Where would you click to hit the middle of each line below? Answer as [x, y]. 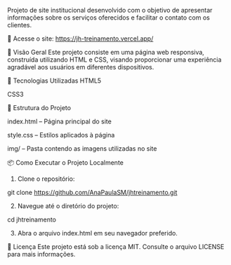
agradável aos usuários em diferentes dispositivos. [81, 67]
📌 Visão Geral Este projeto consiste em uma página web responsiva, [106, 52]
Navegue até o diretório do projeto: [68, 206]
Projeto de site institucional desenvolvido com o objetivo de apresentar [110, 10]
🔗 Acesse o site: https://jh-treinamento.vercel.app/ [80, 39]
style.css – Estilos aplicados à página [61, 135]
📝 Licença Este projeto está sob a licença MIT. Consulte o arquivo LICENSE [116, 247]
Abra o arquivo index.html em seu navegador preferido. [97, 233]
